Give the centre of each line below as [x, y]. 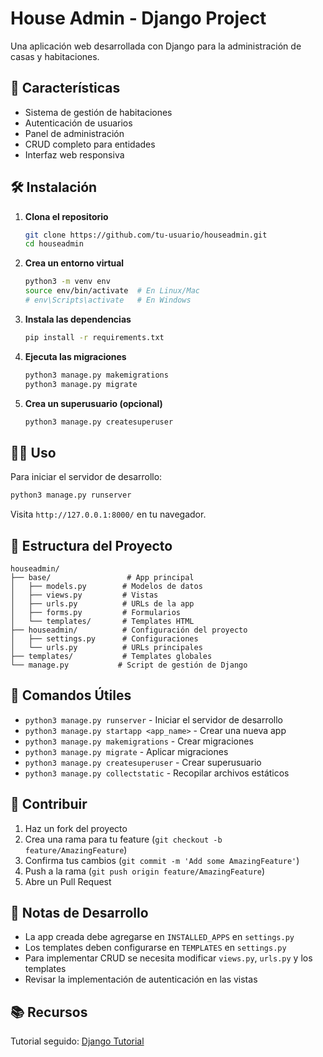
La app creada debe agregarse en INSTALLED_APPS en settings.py [159, 937]
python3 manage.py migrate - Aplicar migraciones [126, 751]
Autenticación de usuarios [78, 123]
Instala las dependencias [78, 319]
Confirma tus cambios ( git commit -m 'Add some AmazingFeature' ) [162, 860]
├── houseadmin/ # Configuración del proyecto [129, 630]
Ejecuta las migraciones [75, 356]
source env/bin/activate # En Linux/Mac [112, 291]
